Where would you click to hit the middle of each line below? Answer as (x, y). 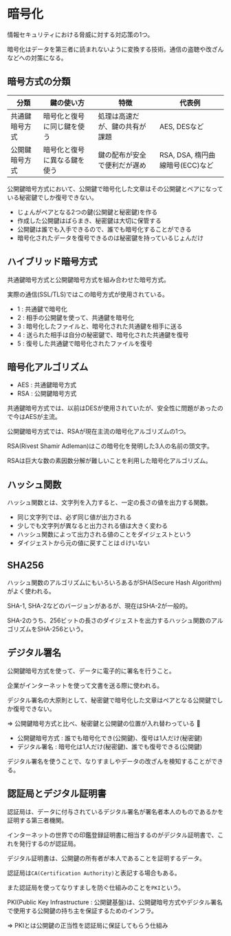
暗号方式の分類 (39, 82)
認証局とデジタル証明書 (57, 794)
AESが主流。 (43, 417)
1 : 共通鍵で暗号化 (42, 309)
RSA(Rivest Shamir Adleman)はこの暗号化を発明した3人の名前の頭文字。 (110, 446)
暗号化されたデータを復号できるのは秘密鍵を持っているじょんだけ (110, 238)
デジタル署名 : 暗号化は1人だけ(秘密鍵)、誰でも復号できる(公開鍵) (110, 746)
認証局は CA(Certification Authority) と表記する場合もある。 (94, 873)
